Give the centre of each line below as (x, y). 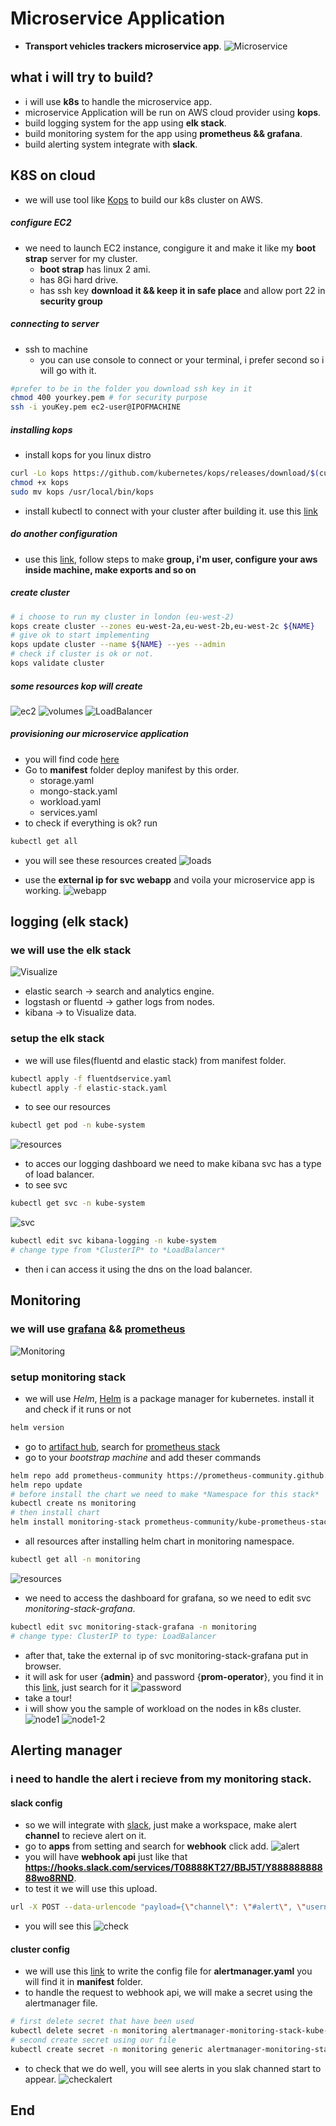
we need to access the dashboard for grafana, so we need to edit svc (168, 1598)
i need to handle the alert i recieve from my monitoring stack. (161, 1779)
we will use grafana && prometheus (98, 1329)
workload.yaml (70, 801)
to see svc (46, 1185)
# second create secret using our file (93, 2040)
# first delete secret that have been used (102, 2022)
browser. (43, 1666)
